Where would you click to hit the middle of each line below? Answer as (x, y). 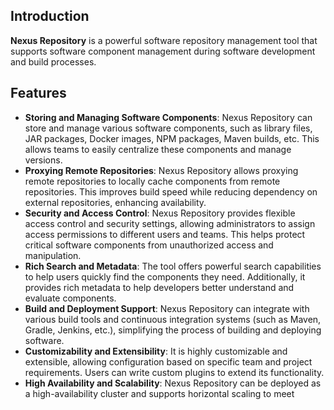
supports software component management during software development (163, 51)
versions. (43, 160)
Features (38, 93)
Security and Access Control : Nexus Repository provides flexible (160, 213)
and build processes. (53, 61)
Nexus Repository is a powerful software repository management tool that (164, 40)
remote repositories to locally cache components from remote (152, 181)
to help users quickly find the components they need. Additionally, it (165, 276)
